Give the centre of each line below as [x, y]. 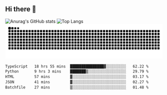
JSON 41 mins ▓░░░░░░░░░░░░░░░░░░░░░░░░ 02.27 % [77, 82]
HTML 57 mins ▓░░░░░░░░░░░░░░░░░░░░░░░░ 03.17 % [77, 77]
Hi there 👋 [21, 9]
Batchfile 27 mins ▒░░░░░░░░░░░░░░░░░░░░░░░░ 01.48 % [77, 87]
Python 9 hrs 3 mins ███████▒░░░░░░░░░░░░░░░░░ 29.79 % [77, 71]
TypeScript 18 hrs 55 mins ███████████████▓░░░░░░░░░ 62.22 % [77, 66]
